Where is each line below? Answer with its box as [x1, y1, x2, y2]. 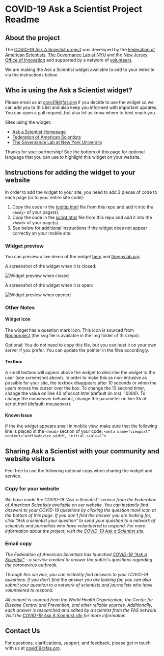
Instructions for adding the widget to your [5, 169, 136, 177]
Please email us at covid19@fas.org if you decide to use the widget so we [5, 99, 154, 105]
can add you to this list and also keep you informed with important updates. [5, 104, 158, 110]
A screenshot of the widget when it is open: [5, 282, 93, 288]
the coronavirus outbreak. [5, 562, 58, 568]
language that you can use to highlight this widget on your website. [5, 154, 141, 160]
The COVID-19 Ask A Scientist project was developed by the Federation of [5, 47, 156, 52]
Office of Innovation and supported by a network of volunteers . [5, 57, 133, 63]
